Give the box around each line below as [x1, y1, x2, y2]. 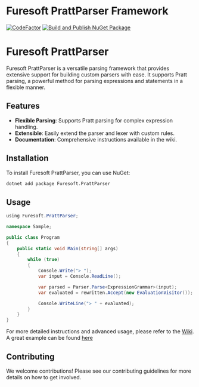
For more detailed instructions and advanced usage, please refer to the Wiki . [6, 328, 194, 335]
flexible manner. [6, 84, 46, 91]
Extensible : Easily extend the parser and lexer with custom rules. [14, 130, 175, 137]
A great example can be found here [6, 334, 94, 342]
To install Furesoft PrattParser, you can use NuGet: [6, 169, 130, 176]
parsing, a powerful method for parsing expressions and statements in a [6, 77, 184, 84]
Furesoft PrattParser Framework [6, 4, 169, 18]
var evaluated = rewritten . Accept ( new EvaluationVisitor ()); [38, 290, 194, 296]
